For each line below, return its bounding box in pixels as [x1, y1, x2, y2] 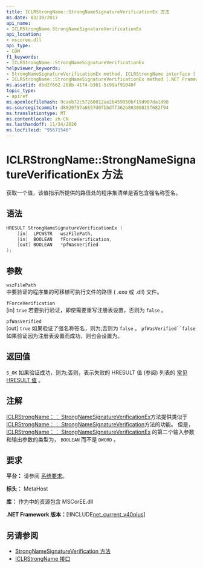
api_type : [6, 43, 31, 49]
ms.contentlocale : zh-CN [6, 116, 69, 122]
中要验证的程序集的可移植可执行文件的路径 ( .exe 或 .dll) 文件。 [6, 288, 163, 296]
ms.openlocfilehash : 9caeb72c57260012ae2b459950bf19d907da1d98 [6, 99, 169, 105]
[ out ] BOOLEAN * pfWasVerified [17, 242, 98, 248]
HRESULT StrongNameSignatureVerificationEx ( [6, 225, 123, 231]
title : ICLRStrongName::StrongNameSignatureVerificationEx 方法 [6, 8, 170, 15]
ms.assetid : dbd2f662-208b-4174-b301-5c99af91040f [6, 82, 137, 88]
